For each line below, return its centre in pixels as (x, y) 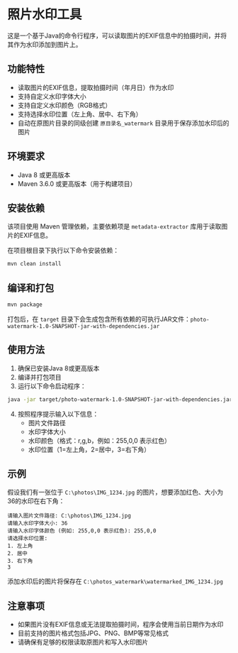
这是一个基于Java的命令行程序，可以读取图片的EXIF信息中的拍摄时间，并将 (117, 35)
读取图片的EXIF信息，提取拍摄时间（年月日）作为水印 (96, 87)
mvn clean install (34, 264)
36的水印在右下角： (36, 501)
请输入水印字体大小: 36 (38, 523)
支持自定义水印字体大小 (52, 96)
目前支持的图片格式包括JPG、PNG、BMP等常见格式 (93, 633)
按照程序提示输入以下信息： (58, 414)
